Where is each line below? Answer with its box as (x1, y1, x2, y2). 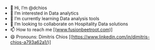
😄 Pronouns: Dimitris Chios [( (10, 34, 72, 40)
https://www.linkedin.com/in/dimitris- (71, 34, 150, 40)
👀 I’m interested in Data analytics (10, 10, 79, 16)
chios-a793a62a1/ (10, 39, 48, 45)
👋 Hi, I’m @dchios (10, 5, 47, 11)
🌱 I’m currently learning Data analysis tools (10, 16, 100, 21)
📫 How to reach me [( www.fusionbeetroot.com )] (10, 27, 113, 32)
